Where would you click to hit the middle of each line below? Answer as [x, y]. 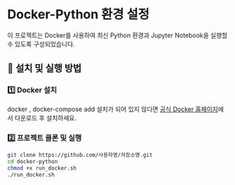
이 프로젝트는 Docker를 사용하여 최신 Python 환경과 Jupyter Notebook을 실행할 [117, 35]
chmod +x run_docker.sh [42, 168]
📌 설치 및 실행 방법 [45, 69]
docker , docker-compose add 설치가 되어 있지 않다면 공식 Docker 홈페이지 [113, 109]
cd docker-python [33, 161]
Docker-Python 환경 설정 [78, 14]
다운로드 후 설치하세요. [46, 117]
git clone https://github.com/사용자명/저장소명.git [80, 155]
